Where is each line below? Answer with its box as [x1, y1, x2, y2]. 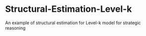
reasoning [5, 25, 26, 31]
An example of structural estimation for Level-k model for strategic [5, 20, 141, 26]
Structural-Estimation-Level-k [5, 3, 132, 15]
